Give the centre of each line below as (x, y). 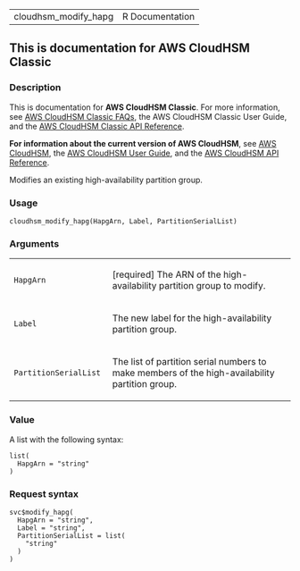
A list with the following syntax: (67, 439)
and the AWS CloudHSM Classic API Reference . (97, 126)
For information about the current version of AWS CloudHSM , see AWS (143, 143)
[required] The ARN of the (167, 274)
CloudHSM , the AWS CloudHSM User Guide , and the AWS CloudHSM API (144, 153)
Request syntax (44, 493)
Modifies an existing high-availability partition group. (106, 180)
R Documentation (158, 17)
